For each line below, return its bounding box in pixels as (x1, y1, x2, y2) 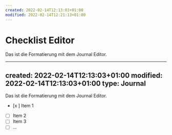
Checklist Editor (5, 34, 75, 46)
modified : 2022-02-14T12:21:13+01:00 (5, 12, 86, 17)
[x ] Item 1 (12, 103, 34, 109)
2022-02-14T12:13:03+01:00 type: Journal (5, 79, 146, 88)
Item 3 (12, 119, 27, 125)
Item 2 (12, 112, 27, 119)
